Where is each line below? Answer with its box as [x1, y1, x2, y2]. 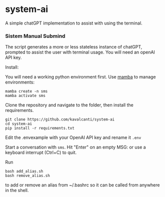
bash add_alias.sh [5, 169, 43, 174]
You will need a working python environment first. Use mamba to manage [5, 74, 156, 80]
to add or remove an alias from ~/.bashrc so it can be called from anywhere [5, 182, 160, 188]
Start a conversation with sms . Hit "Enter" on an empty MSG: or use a [5, 144, 146, 150]
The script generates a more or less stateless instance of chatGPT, [5, 44, 143, 50]
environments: [5, 79, 35, 85]
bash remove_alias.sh [5, 173, 50, 178]
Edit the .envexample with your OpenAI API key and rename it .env [5, 134, 141, 140]
